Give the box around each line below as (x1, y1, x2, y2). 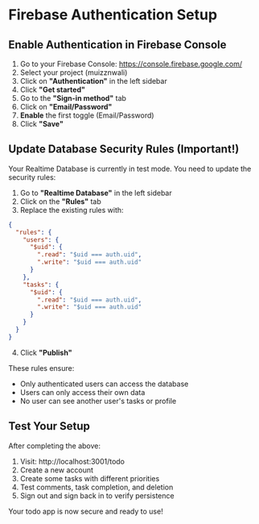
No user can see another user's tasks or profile (19, 396, 177, 405)
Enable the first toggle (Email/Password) (19, 110, 154, 120)
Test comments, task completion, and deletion (19, 482, 174, 492)
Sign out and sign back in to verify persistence (19, 490, 175, 501)
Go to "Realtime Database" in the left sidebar (19, 188, 172, 198)
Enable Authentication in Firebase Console (8, 38, 227, 52)
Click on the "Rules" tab (19, 196, 102, 206)
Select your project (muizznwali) (19, 68, 128, 77)
